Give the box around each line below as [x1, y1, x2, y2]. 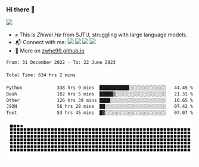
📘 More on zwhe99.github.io [14, 47, 85, 54]
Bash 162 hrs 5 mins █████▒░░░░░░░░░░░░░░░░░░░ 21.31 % [6, 91, 194, 97]
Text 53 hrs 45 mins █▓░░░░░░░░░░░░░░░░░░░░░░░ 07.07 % [6, 110, 194, 116]
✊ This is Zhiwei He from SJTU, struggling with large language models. [14, 31, 188, 38]
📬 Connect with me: [14, 39, 67, 46]
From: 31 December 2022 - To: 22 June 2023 [6, 60, 116, 66]
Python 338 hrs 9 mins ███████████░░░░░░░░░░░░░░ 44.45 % [6, 85, 194, 91]
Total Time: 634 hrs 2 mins [6, 72, 76, 78]
